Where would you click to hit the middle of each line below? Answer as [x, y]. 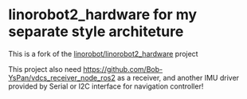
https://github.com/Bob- [123, 69]
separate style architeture [96, 32]
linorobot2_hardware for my [103, 15]
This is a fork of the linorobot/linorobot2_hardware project [103, 53]
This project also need [45, 69]
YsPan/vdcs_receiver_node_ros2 [62, 77]
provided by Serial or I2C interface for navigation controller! [106, 86]
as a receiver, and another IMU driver [178, 77]
